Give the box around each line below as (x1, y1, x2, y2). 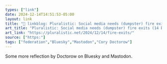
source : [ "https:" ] (5, 35, 46, 40)
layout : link (5, 16, 32, 21)
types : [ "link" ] (5, 7, 39, 12)
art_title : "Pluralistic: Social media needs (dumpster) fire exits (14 (5, 26, 159, 31)
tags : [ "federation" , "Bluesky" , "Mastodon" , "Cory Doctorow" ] (5, 40, 133, 45)
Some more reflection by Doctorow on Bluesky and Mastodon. (5, 53, 133, 59)
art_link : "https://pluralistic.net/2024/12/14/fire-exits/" (5, 30, 135, 35)
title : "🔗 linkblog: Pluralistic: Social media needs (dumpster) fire (5, 21, 155, 26)
